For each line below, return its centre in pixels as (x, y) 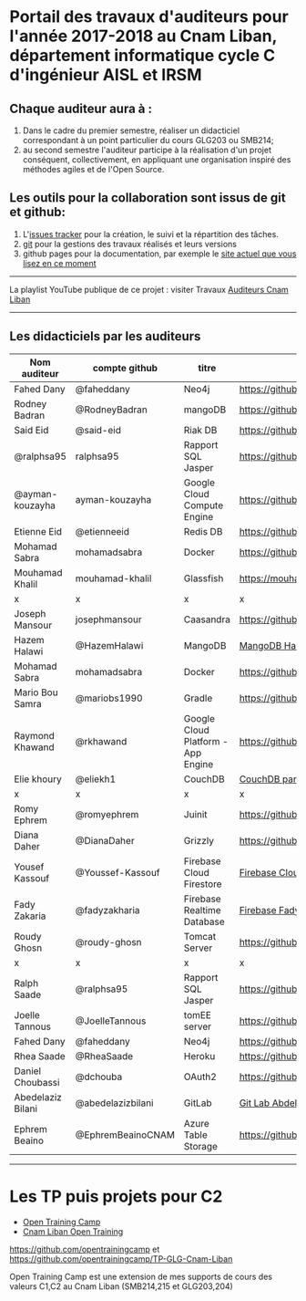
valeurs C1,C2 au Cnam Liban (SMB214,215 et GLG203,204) (122, 1286)
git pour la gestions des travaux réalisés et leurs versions (129, 244)
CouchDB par (268, 779)
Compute (204, 505)
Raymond (34, 735)
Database (204, 921)
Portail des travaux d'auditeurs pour (149, 17)
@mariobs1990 (109, 698)
